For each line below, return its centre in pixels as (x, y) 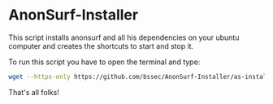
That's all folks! (34, 92)
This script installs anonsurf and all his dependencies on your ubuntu (124, 37)
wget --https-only (39, 76)
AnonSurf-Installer (74, 15)
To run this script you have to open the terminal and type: (104, 62)
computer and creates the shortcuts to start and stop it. (101, 45)
